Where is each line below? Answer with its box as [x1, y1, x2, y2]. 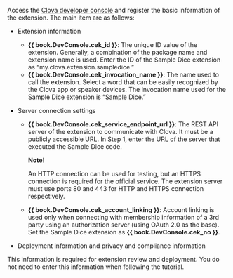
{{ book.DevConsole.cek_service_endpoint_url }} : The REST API [27, 120, 219, 128]
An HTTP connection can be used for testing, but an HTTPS [27, 170, 201, 178]
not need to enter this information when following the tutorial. [7, 263, 185, 271]
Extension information [17, 27, 81, 35]
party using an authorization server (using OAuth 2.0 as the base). [27, 220, 220, 229]
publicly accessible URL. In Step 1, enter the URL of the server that [27, 135, 220, 143]
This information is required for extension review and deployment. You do [7, 256, 220, 263]
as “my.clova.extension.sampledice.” [27, 63, 135, 71]
